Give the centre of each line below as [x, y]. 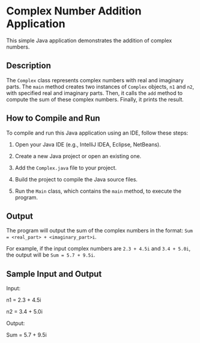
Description [29, 66]
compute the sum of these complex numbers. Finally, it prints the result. [95, 99]
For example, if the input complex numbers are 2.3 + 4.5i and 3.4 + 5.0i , [98, 249]
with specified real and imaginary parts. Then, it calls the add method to [95, 93]
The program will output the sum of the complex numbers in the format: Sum [100, 231]
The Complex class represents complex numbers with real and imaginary [95, 80]
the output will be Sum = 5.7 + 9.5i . [51, 255]
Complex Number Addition [74, 11]
